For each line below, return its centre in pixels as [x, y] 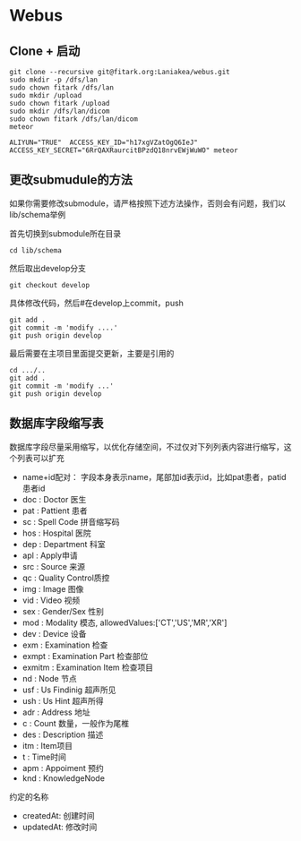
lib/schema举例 [38, 214]
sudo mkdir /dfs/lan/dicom [60, 111]
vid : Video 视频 [51, 600]
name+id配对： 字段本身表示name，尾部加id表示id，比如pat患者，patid [154, 476]
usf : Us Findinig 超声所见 [69, 690]
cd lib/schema [36, 250]
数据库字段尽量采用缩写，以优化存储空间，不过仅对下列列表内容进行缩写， [146, 446]
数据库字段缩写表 [56, 423]
